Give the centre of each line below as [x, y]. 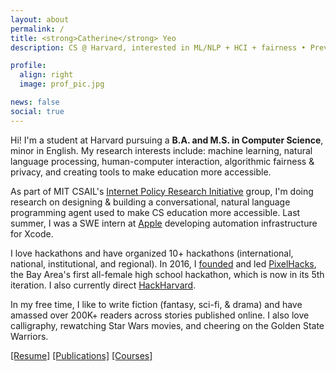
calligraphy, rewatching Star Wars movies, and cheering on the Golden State [167, 325]
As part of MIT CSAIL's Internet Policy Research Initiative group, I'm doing [162, 191]
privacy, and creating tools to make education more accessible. [141, 172]
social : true [37, 111]
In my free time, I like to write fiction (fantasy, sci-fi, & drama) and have [156, 304]
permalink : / [37, 29]
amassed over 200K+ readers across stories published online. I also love [160, 315]
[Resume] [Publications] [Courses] [81, 355]
